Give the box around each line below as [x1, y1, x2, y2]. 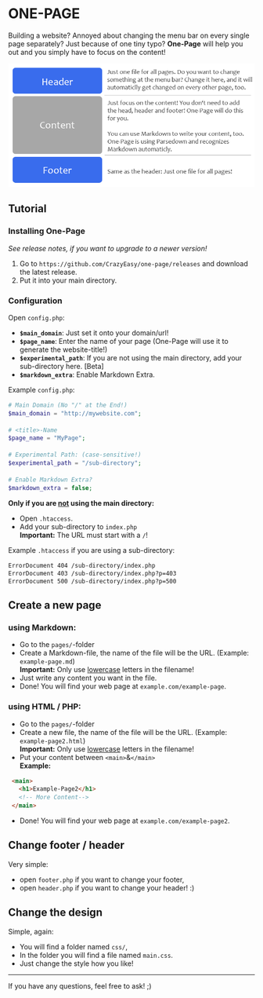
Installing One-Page [8, 225, 86, 236]
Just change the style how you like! [19, 959, 135, 968]
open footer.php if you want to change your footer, [19, 875, 185, 884]
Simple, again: [8, 927, 54, 936]
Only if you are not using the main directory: [8, 498, 155, 507]
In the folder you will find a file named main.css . [19, 950, 174, 960]
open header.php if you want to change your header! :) [19, 883, 195, 892]
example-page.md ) [19, 656, 76, 666]
